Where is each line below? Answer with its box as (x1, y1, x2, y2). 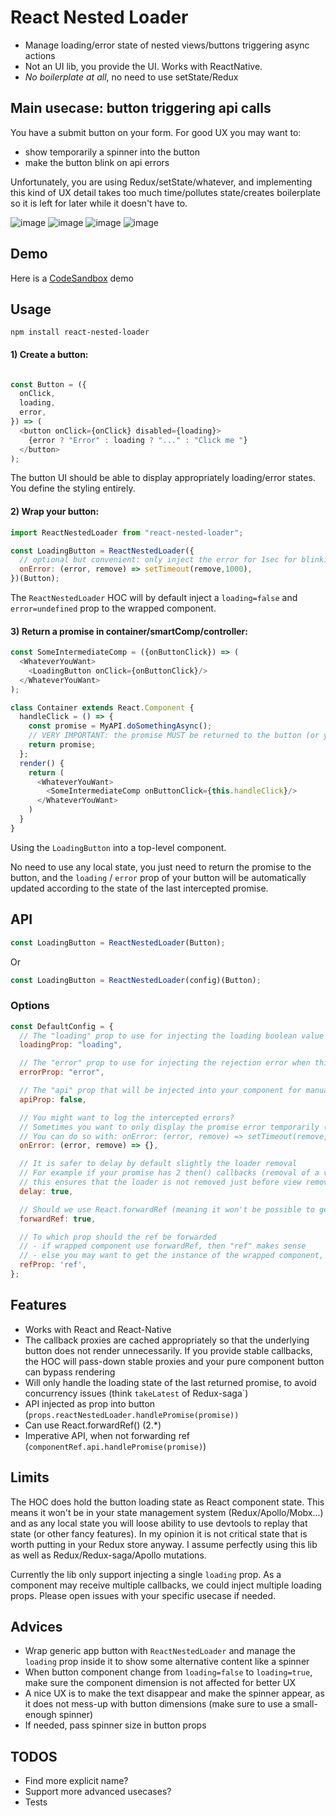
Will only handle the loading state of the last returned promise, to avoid (24, 1376, 317, 1388)
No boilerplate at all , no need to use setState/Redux (24, 71, 239, 83)
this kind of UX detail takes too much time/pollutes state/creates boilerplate (10, 186, 322, 198)
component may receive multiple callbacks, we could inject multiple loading (10, 1579, 322, 1591)
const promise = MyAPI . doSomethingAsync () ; (28, 721, 213, 731)
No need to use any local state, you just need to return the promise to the (10, 861, 312, 873)
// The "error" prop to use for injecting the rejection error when (19, 1058, 311, 1068)
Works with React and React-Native (24, 1323, 172, 1335)
